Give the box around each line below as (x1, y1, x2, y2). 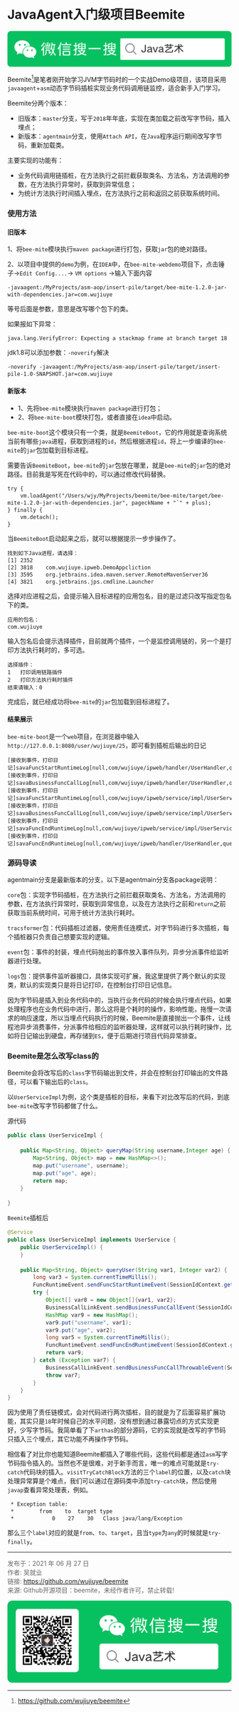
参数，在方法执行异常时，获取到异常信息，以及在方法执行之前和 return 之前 (7, 900, 226, 908)
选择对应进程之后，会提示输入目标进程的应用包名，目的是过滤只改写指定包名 (7, 592, 232, 600)
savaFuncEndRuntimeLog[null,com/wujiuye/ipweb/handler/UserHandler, (16, 840, 223, 847)
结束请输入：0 (7, 684, 43, 691)
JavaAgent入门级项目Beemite (7, 6, 185, 23)
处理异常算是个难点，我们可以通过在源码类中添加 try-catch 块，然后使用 (7, 1477, 217, 1485)
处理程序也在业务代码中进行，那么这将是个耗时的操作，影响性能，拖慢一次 (7, 1005, 225, 1013)
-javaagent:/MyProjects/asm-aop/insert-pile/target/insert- (38, 363, 221, 371)
